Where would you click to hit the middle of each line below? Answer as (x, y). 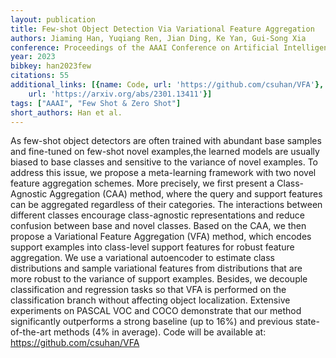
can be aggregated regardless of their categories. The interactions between (166, 205)
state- (307, 322)
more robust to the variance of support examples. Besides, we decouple (159, 279)
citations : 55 (40, 76)
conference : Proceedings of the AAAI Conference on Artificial (145, 47)
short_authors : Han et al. (66, 112)
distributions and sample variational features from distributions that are (156, 268)
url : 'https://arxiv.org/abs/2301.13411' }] (120, 94)
